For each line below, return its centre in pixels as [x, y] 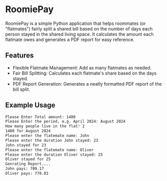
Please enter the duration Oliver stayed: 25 [54, 155]
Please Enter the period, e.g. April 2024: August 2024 [65, 122]
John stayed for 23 [26, 145]
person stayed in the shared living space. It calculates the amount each [79, 34]
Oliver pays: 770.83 [27, 173]
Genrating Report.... [28, 164]
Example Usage [30, 105]
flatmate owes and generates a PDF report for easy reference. [70, 40]
